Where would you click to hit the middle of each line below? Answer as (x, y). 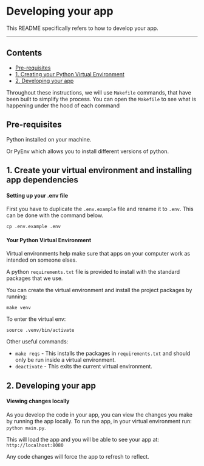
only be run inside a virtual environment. (66, 360)
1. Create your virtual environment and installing (99, 170)
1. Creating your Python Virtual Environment (70, 74)
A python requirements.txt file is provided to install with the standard (93, 272)
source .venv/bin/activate (40, 331)
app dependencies (42, 180)
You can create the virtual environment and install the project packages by (99, 290)
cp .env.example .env (34, 227)
